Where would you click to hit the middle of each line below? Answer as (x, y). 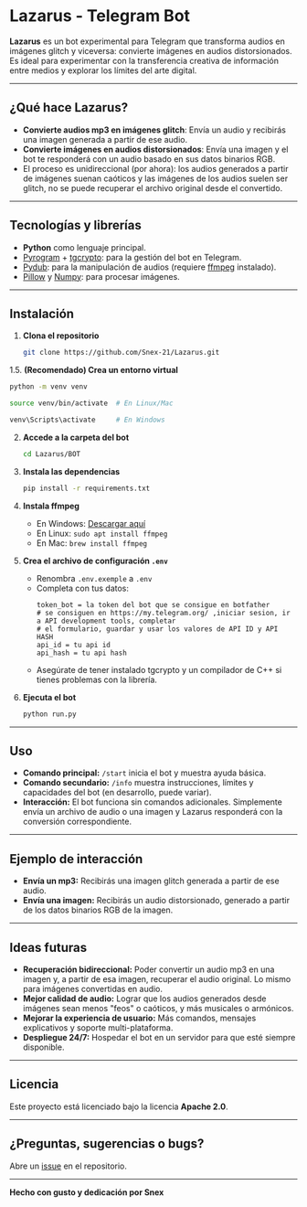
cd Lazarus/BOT (52, 454)
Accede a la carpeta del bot (76, 437)
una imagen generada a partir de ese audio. (105, 139)
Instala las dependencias (71, 471)
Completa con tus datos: (83, 588)
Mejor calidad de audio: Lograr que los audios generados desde (144, 999)
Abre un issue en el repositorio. (69, 1166)
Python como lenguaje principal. (84, 247)
